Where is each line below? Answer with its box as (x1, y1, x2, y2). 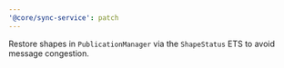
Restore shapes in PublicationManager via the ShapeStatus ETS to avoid (8, 38, 275, 49)
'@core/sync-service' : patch (8, 13, 119, 23)
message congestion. (8, 47, 90, 59)
